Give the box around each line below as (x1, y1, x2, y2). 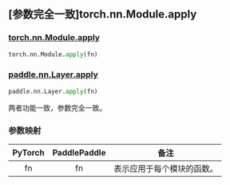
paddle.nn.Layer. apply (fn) (8, 87, 98, 95)
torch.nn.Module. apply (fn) (8, 50, 98, 58)
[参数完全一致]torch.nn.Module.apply (8, 7, 197, 22)
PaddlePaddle (52, 147, 106, 159)
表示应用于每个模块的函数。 (113, 163, 218, 175)
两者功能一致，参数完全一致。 (8, 103, 106, 112)
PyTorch (12, 147, 46, 159)
